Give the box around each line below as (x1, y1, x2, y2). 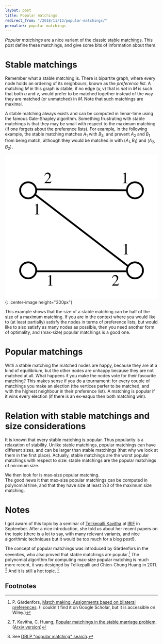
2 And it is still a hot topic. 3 (5, 567, 60, 574)
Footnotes (5, 582, 36, 590)
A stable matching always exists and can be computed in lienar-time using (5, 111, 154, 117)
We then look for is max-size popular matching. (5, 472, 100, 478)
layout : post (5, 8, 32, 13)
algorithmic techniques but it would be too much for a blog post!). (5, 536, 136, 542)
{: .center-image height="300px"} (5, 299, 73, 305)
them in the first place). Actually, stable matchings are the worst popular (5, 452, 149, 458)
